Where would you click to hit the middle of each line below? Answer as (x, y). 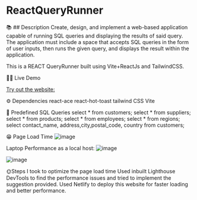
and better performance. (36, 190)
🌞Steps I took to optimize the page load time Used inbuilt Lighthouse (91, 171)
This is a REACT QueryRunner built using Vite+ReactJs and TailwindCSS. (95, 66)
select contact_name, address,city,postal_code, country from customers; (96, 125)
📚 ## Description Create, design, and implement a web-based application (97, 27)
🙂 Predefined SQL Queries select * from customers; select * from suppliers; (99, 112)
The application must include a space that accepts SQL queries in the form (97, 42)
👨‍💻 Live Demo (23, 77)
